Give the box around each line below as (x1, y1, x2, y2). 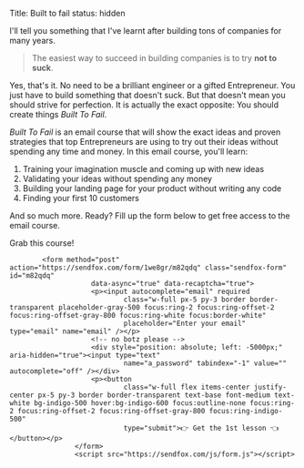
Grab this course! (9, 238, 75, 249)
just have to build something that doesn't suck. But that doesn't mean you (9, 90, 287, 100)
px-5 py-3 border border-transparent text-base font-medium (37, 391, 271, 400)
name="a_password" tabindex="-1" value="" (123, 359, 287, 368)
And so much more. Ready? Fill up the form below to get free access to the (9, 210, 291, 221)
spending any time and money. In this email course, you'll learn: (9, 146, 248, 157)
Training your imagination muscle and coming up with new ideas (22, 164, 265, 174)
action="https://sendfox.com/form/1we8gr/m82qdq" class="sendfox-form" (9, 263, 287, 272)
